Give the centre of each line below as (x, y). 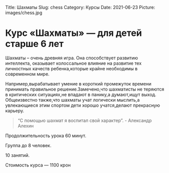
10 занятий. (17, 155)
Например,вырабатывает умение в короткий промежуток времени (78, 83)
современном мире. (27, 74)
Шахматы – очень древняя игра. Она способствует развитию (72, 58)
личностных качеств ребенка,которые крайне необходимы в (71, 68)
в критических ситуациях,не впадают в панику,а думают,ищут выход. (81, 94)
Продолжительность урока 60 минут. (46, 136)
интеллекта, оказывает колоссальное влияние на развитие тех (73, 63)
